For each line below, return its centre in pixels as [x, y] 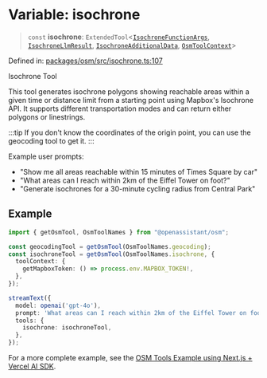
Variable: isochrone [74, 15]
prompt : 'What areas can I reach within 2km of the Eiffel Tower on [131, 313]
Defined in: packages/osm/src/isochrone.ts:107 [85, 61]
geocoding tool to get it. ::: [51, 140]
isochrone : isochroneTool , [67, 328]
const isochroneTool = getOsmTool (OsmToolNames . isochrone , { [112, 254]
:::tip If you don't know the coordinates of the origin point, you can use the [130, 132]
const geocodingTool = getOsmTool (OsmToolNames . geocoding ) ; [110, 246]
